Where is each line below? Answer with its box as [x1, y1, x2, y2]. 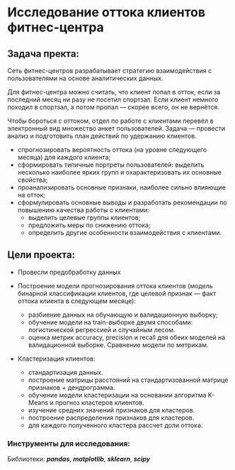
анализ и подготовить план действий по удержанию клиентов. [7, 132, 197, 140]
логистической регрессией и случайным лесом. [28, 325, 176, 334]
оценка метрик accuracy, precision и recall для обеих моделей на [28, 333, 226, 341]
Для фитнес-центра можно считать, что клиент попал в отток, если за [7, 88, 221, 96]
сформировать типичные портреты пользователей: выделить [17, 160, 205, 169]
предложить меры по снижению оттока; [28, 221, 151, 229]
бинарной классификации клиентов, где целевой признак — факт [17, 289, 217, 297]
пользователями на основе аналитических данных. [7, 74, 164, 82]
